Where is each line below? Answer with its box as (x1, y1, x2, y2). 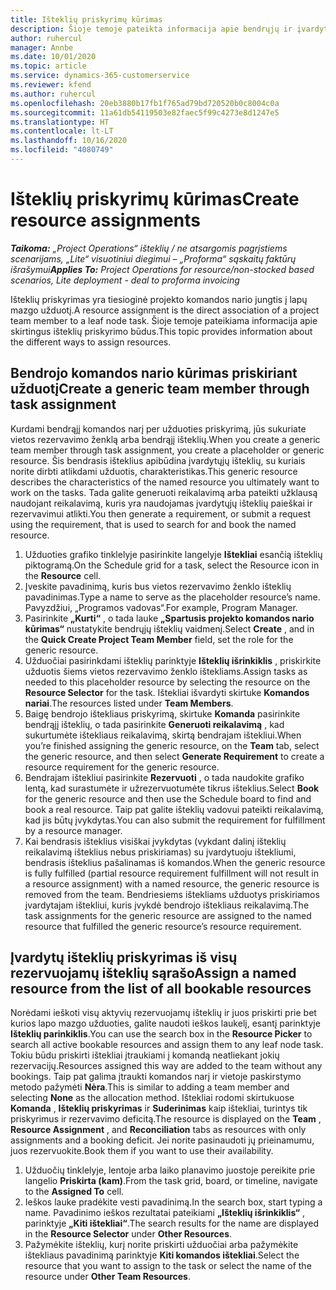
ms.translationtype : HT (10, 117, 110, 127)
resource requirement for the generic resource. (24, 761, 220, 773)
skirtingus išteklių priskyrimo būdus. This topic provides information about (10, 325, 313, 337)
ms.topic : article (10, 61, 87, 71)
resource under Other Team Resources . (24, 1271, 191, 1283)
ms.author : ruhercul (10, 89, 97, 99)
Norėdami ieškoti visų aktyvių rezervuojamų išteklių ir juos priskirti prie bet (10, 1007, 317, 1019)
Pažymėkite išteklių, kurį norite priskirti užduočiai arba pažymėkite (24, 1239, 299, 1251)
